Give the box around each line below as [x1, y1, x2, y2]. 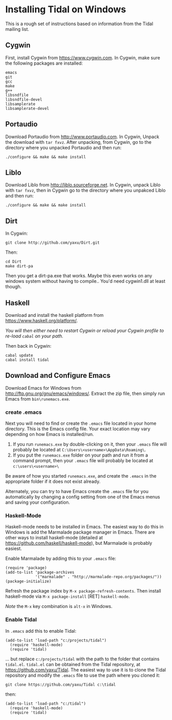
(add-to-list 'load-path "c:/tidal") [5, 701, 86, 706]
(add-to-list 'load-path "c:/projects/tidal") [5, 638, 107, 643]
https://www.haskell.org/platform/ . [5, 317, 78, 324]
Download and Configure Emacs [5, 371, 111, 380]
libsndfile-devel [5, 97, 43, 102]
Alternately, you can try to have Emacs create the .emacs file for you [5, 488, 149, 495]
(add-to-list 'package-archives [5, 570, 74, 575]
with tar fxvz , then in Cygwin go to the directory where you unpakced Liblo [5, 187, 166, 194]
